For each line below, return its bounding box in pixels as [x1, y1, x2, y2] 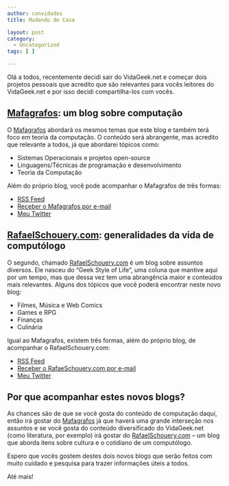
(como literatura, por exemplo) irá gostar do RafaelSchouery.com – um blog [7, 431, 220, 440]
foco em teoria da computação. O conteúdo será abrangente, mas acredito [7, 133, 219, 141]
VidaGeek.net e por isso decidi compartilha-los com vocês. [7, 87, 175, 96]
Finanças [16, 316, 43, 324]
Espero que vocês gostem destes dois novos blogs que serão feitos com [7, 452, 213, 461]
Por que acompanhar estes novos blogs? [7, 391, 185, 403]
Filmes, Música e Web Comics [16, 300, 103, 309]
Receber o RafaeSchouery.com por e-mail [16, 364, 136, 372]
